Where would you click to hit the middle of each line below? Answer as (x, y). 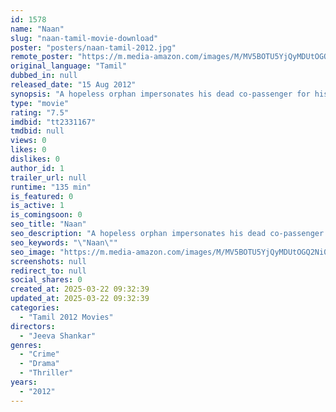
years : (24, 382)
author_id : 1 (37, 168)
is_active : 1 (37, 206)
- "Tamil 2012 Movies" (66, 317)
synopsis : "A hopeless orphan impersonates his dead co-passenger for (160, 94)
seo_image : (33, 252)
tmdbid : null (37, 131)
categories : (35, 308)
